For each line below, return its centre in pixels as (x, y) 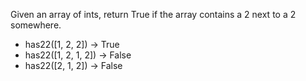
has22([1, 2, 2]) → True (72, 44)
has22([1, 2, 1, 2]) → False (78, 55)
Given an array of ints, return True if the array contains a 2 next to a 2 (153, 14)
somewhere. (36, 25)
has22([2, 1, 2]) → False (73, 65)
